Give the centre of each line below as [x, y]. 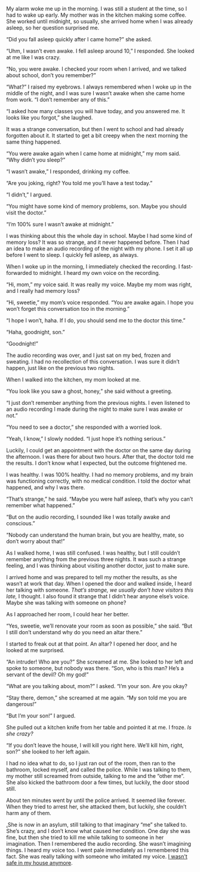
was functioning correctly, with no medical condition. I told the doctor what [99, 481]
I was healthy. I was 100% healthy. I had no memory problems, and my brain [100, 475]
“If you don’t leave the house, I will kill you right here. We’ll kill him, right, [95, 745]
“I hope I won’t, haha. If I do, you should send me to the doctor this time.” [96, 320]
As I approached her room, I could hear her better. [68, 614]
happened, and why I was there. [46, 487]
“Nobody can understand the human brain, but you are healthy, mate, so [95, 535]
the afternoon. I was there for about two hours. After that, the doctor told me [100, 457]
